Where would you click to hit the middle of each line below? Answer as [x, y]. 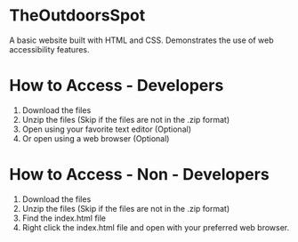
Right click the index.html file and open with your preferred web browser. [156, 227]
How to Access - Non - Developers [139, 175]
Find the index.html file [64, 218]
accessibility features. [50, 49]
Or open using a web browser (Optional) [96, 138]
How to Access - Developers [117, 86]
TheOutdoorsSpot [77, 16]
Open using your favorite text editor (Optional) [106, 129]
